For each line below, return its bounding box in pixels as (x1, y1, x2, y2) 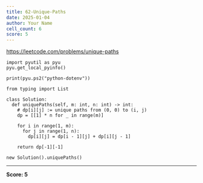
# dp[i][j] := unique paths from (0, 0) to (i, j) (17, 107, 147, 114)
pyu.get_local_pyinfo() (6, 65, 66, 71)
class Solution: (6, 97, 47, 103)
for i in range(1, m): (17, 123, 74, 129)
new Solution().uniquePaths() (6, 155, 83, 161)
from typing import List (6, 86, 69, 92)
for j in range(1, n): (22, 128, 80, 135)
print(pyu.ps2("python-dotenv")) (6, 75, 91, 82)
